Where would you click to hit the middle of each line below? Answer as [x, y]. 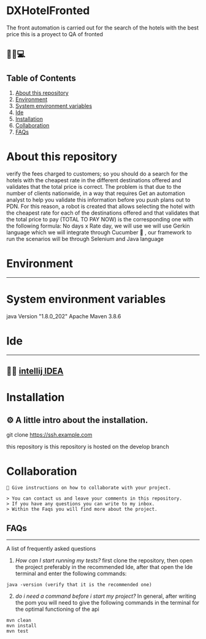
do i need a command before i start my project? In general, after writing [105, 596]
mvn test [17, 631]
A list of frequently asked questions [51, 549]
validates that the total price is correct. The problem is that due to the [94, 187]
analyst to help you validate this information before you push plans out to [98, 200]
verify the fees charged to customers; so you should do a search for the [97, 174]
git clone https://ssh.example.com [49, 435]
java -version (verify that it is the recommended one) [79, 585]
